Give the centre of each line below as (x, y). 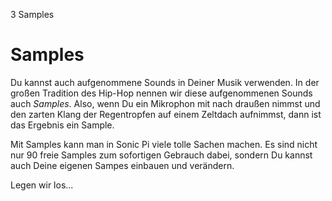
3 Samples (32, 14)
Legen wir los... (42, 185)
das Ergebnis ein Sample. (62, 125)
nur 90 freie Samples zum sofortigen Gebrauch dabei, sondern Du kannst (161, 155)
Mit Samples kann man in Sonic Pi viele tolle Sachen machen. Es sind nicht (164, 144)
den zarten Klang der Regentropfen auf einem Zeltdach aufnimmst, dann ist (166, 114)
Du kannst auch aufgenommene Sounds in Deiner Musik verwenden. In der (165, 82)
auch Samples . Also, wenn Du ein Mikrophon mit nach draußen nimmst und (165, 103)
